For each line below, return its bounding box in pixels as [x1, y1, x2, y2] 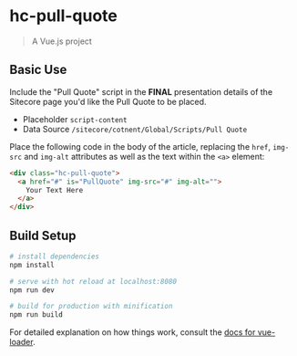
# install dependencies [9, 252, 100, 261]
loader [9, 337, 34, 348]
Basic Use [9, 62, 67, 78]
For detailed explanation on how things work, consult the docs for [9, 327, 256, 338]
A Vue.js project [31, 36, 93, 47]
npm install [9, 260, 55, 269]
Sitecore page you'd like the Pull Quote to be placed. [9, 96, 207, 107]
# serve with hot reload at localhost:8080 [9, 277, 178, 286]
